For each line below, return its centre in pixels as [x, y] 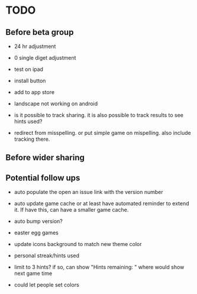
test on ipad [29, 69]
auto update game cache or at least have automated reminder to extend [102, 203]
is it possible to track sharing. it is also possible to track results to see [99, 115]
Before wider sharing [45, 158]
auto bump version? [38, 221]
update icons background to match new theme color [78, 244]
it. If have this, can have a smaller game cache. [71, 210]
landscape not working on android [56, 104]
